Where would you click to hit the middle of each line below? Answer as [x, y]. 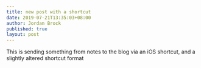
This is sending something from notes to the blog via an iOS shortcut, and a [101, 52]
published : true [27, 29]
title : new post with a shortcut [49, 12]
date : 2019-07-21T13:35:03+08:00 [49, 18]
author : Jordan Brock [34, 23]
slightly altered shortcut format [45, 58]
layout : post [23, 35]
